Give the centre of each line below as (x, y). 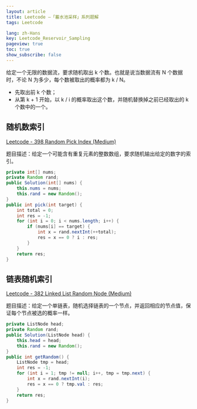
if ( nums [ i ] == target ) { (59, 227)
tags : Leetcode (25, 22)
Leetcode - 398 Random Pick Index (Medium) (61, 141)
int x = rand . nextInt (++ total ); (77, 232)
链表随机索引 (29, 279)
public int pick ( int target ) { (44, 205)
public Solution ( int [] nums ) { (44, 183)
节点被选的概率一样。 (47, 313)
